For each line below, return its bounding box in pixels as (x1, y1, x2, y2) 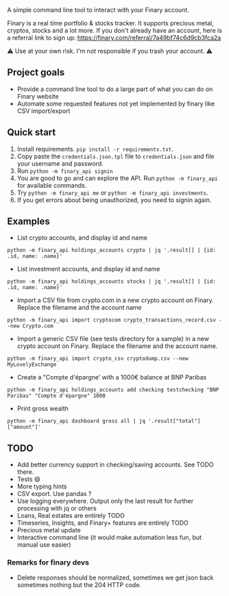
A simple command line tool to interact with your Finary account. (7, 6, 190, 14)
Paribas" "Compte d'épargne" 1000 (7, 393, 106, 399)
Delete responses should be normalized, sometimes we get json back (16, 573, 214, 582)
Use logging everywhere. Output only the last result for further (16, 497, 194, 506)
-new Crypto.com (7, 323, 53, 330)
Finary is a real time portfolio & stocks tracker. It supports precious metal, (7, 19, 214, 27)
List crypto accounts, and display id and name (16, 234, 147, 242)
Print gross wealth (16, 404, 69, 413)
